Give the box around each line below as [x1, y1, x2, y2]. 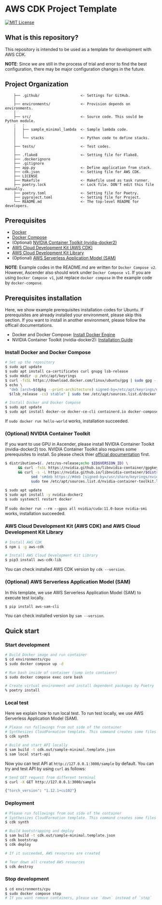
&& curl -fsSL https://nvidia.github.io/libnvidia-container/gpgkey [17, 466, 159, 470]
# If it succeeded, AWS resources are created [5, 851, 100, 856]
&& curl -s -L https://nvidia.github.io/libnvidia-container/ [17, 470, 146, 475]
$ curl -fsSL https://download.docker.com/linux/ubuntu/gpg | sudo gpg [5, 378, 152, 383]
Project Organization [5, 80, 68, 88]
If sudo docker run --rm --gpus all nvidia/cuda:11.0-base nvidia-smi [5, 505, 148, 511]
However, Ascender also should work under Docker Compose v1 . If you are [5, 270, 151, 275]
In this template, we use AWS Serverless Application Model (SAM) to [5, 589, 141, 595]
